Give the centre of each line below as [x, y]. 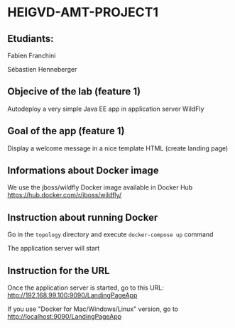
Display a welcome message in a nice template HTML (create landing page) [118, 148]
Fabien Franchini [32, 55]
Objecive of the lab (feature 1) [74, 92]
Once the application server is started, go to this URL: [86, 288]
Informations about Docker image [83, 171]
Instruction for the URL [59, 270]
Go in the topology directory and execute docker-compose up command [110, 234]
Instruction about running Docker [83, 217]
